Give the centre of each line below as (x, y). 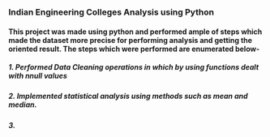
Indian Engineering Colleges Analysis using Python (111, 12)
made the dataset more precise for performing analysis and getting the (131, 40)
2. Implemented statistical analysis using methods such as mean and (129, 96)
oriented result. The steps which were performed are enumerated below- (134, 49)
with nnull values (38, 76)
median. (23, 105)
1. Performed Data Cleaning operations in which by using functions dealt (134, 67)
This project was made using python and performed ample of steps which (135, 32)
